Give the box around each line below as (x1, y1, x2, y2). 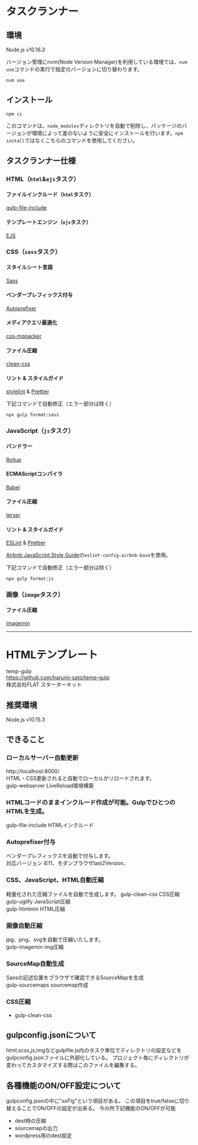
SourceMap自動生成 (6, 960, 65, 968)
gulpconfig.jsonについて (6, 1030, 97, 1040)
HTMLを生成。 (6, 807, 48, 815)
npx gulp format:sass (6, 412, 60, 418)
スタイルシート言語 (6, 263, 53, 271)
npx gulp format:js (6, 576, 54, 582)
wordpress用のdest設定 (14, 1132, 72, 1139)
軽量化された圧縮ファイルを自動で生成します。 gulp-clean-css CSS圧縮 (6, 890, 180, 898)
